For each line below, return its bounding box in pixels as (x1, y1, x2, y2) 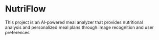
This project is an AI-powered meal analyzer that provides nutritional (5, 19, 143, 25)
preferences (5, 29, 30, 35)
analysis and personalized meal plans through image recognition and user (5, 24, 154, 30)
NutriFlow (5, 3, 46, 14)
